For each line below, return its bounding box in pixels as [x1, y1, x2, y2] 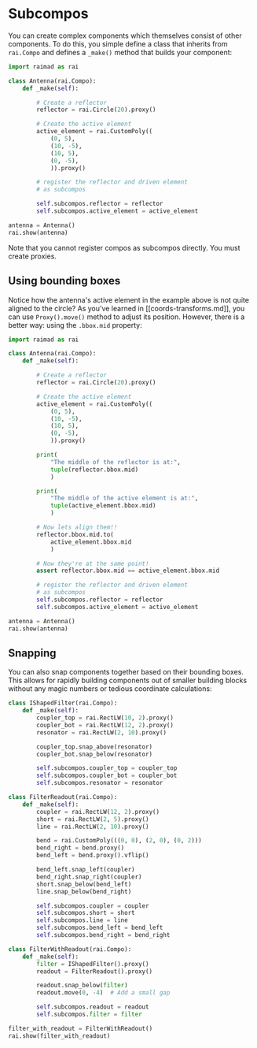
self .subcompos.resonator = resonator [36, 779, 163, 787]
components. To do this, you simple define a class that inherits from [8, 39, 228, 48]
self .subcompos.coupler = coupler [36, 901, 149, 910]
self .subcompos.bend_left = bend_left [36, 924, 163, 932]
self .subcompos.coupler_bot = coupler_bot [36, 771, 178, 780]
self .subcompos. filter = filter [36, 1010, 143, 1019]
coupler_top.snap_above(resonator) [36, 742, 153, 751]
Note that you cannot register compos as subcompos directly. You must [8, 243, 241, 252]
